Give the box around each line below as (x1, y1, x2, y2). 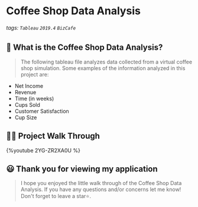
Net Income (14, 82, 43, 90)
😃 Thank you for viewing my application (6, 164, 158, 174)
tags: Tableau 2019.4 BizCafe (6, 24, 76, 31)
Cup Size (14, 114, 37, 121)
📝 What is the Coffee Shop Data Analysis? (6, 43, 163, 53)
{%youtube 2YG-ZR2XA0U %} (6, 147, 81, 154)
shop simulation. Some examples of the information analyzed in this (20, 64, 186, 72)
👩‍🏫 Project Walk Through (6, 131, 100, 141)
